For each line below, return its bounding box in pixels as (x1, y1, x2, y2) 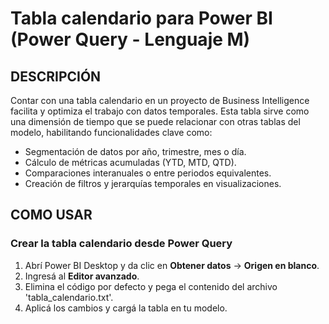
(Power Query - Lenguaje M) (10, 28, 251, 51)
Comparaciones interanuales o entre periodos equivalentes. (24, 167, 272, 179)
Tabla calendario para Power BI (10, 7, 273, 30)
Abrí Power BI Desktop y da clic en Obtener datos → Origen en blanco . (24, 259, 320, 271)
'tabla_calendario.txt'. (24, 291, 114, 303)
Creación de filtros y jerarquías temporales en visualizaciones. (24, 178, 282, 189)
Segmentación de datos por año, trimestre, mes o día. (24, 146, 247, 157)
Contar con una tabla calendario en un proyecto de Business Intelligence (10, 95, 310, 106)
